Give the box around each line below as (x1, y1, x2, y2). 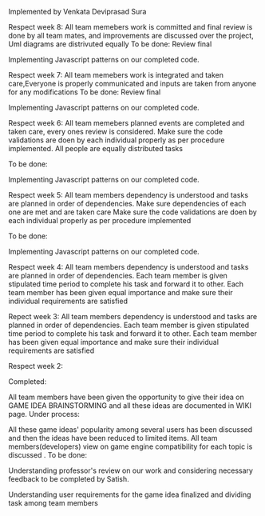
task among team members (8, 498, 98, 507)
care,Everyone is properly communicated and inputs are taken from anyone (8, 79, 257, 88)
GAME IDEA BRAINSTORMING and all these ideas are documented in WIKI (8, 401, 251, 410)
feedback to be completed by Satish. (8, 474, 129, 483)
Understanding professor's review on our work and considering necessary (8, 466, 254, 475)
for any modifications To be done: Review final (8, 87, 161, 97)
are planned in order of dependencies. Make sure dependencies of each (8, 199, 247, 208)
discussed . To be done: (8, 450, 88, 459)
